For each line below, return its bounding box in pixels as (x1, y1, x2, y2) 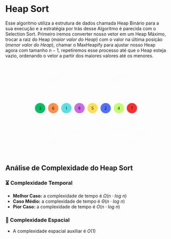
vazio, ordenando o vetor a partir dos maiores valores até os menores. (5, 52, 154, 59)
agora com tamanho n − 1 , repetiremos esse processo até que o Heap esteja (5, 47, 166, 53)
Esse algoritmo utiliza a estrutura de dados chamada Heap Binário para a (5, 20, 159, 26)
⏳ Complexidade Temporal (5, 179, 73, 186)
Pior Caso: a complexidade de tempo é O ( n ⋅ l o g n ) (12, 204, 120, 210)
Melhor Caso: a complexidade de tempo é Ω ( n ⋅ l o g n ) (12, 193, 127, 199)
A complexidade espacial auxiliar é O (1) (12, 228, 96, 234)
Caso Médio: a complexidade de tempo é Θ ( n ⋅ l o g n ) (12, 198, 125, 205)
